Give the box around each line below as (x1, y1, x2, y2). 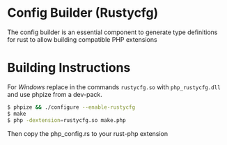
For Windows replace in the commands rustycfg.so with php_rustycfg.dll (7, 82, 221, 91)
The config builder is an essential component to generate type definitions (7, 28, 218, 36)
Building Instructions (7, 60, 131, 76)
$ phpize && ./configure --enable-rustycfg (7, 103, 136, 111)
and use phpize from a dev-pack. (7, 90, 102, 98)
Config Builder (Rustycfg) (7, 5, 159, 21)
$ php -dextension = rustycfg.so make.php (7, 116, 127, 123)
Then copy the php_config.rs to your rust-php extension (7, 129, 169, 137)
